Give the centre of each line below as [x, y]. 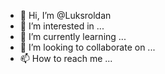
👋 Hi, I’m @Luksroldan [65, 15]
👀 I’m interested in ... [62, 26]
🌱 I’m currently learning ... [73, 36]
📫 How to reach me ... [66, 58]
